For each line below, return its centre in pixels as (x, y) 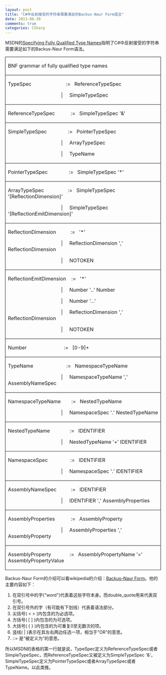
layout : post (19, 10)
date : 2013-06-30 (23, 19)
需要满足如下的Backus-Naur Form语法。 (46, 49)
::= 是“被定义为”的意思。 (37, 638)
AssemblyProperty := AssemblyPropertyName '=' (75, 554)
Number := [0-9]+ (49, 348)
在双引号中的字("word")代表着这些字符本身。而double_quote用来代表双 (84, 595)
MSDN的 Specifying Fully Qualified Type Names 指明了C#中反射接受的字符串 (82, 43)
